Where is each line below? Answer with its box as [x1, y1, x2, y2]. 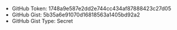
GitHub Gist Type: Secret [11, 18, 73, 24]
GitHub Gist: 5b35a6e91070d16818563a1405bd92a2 [11, 11, 140, 18]
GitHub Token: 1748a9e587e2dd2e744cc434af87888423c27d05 [11, 5, 172, 12]
